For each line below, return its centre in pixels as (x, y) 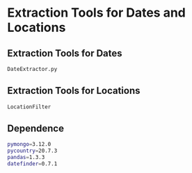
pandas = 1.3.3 (26, 158)
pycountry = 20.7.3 (32, 151)
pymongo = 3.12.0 (29, 145)
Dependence (36, 128)
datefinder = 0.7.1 (32, 164)
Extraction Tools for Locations (74, 91)
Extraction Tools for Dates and (97, 13)
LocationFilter (29, 107)
